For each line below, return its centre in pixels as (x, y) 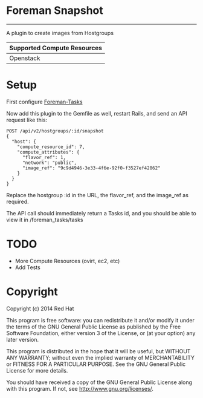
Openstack (25, 58)
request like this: (27, 120)
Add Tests (27, 267)
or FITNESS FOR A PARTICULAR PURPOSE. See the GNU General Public (96, 364)
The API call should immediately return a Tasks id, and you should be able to (101, 213)
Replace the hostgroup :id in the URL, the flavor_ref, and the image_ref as (98, 195)
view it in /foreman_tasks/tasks (45, 220)
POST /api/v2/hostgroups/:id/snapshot (55, 131)
